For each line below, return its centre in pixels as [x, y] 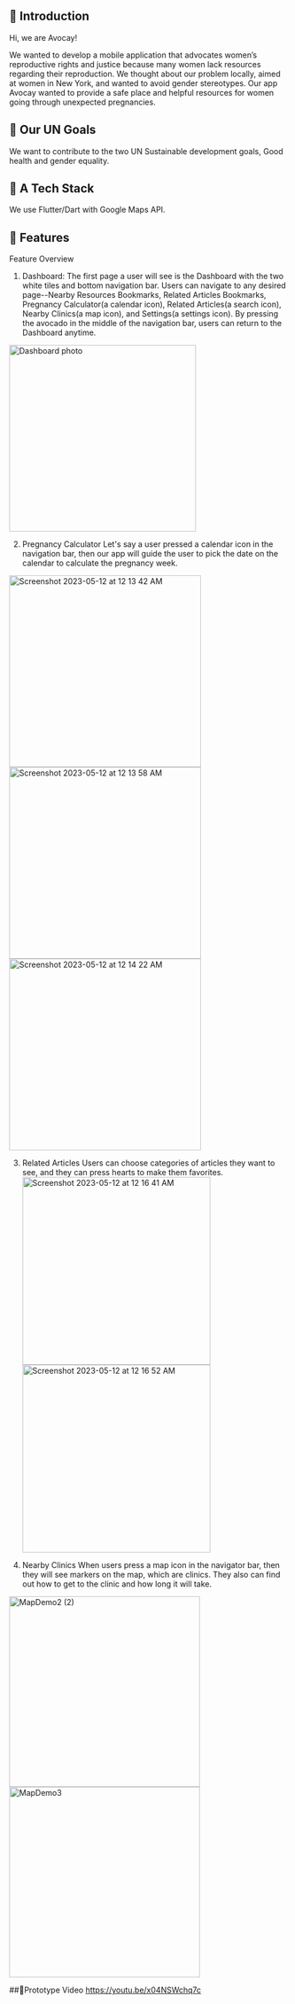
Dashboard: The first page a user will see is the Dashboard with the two [153, 277]
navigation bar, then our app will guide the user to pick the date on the [150, 554]
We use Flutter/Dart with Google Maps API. [87, 210]
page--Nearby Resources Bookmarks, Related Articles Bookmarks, [144, 295]
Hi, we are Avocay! [43, 37]
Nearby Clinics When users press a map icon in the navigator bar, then [151, 1565]
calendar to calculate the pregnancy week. [100, 563]
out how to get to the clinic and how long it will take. [117, 1584]
